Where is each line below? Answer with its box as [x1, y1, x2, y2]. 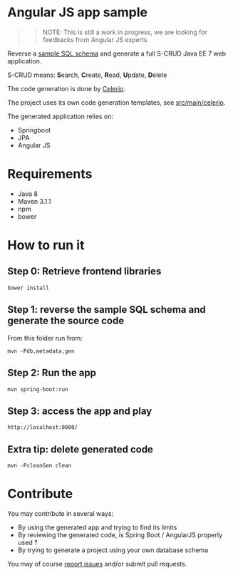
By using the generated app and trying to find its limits [17, 523, 177, 532]
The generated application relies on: [7, 112, 114, 120]
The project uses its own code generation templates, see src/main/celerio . [7, 98, 226, 107]
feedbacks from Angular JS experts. [42, 35, 150, 43]
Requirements [7, 166, 93, 182]
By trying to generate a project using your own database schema [17, 546, 209, 554]
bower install [7, 284, 50, 291]
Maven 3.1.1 [17, 197, 51, 205]
